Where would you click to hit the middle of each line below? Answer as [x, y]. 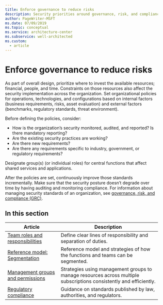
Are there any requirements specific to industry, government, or [76, 148]
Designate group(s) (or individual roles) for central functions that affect [76, 163]
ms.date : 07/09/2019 [26, 23]
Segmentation [24, 258]
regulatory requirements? [37, 153]
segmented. [74, 261]
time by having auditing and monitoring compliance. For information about [79, 188]
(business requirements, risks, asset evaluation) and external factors [73, 104]
